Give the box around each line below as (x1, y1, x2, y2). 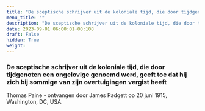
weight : (6, 43, 26, 49)
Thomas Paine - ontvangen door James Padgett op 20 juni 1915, (6, 92, 168, 99)
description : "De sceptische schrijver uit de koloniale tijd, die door (6, 20, 195, 26)
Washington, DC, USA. (6, 98, 63, 106)
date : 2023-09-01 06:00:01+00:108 (6, 25, 95, 32)
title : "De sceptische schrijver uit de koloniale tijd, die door (6, 8, 179, 15)
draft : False (6, 32, 40, 38)
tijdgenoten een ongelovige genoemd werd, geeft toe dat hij (6, 70, 187, 79)
